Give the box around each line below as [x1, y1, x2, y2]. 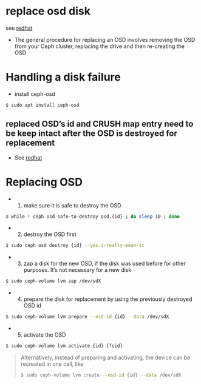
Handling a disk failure [5, 70, 121, 84]
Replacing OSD [5, 175, 83, 189]
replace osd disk [5, 4, 90, 18]
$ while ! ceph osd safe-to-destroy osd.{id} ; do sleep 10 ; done [5, 214, 180, 220]
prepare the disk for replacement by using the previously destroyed [23, 295, 192, 303]
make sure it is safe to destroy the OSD [23, 201, 121, 209]
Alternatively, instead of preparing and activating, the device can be [20, 354, 191, 361]
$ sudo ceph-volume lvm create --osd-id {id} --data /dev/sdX [20, 372, 182, 378]
